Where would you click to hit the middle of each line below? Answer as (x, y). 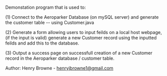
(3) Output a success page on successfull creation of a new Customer (79, 53)
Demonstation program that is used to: (46, 7)
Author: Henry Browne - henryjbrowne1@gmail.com (59, 68)
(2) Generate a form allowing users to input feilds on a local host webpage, (83, 32)
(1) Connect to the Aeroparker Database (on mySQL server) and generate (82, 17)
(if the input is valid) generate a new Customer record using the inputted (81, 38)
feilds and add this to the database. (42, 43)
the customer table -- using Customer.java (50, 23)
